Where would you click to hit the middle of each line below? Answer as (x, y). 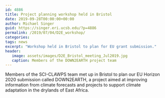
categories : (17, 38)
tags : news (16, 42)
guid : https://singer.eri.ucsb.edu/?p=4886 (51, 28)
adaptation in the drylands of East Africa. (47, 90)
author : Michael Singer (30, 24)
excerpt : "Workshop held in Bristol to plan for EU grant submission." (81, 47)
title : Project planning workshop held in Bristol (59, 14)
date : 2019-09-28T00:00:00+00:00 (40, 19)
